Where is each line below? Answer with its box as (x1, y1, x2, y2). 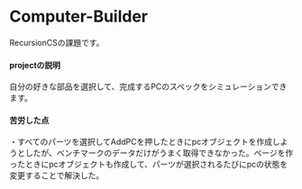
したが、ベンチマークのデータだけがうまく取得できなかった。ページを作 (24, 148, 294, 158)
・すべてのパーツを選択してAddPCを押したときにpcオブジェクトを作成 (9, 137, 273, 148)
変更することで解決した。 (9, 170, 105, 181)
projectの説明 (9, 59, 61, 70)
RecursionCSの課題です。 (9, 37, 105, 48)
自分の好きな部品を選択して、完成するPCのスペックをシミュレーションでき (9, 81, 288, 92)
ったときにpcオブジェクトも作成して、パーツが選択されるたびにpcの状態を (9, 159, 288, 170)
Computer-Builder (9, 6, 149, 27)
